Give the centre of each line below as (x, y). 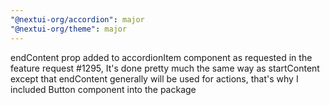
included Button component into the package (103, 89)
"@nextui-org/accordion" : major (77, 19)
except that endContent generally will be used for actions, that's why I (154, 78)
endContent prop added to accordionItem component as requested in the (161, 57)
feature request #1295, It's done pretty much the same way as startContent (165, 68)
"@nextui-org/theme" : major (69, 29)
